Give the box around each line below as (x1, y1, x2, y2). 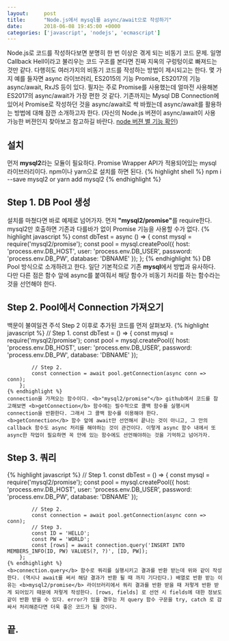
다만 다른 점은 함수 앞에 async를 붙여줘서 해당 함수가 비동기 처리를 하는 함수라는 (7, 271, 221, 279)
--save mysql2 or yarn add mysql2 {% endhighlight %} (7, 176, 162, 184)
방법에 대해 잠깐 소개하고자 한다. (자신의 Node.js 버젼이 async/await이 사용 (14, 109, 216, 117)
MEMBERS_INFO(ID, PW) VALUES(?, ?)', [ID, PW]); (7, 548, 148, 555)
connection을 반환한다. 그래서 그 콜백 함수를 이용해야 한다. (7, 409, 159, 417)
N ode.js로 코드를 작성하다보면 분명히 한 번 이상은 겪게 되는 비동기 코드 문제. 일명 (7, 49, 222, 57)
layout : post (7, 10, 57, 17)
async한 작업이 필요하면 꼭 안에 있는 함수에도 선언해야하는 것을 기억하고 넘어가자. (7, 431, 211, 439)
